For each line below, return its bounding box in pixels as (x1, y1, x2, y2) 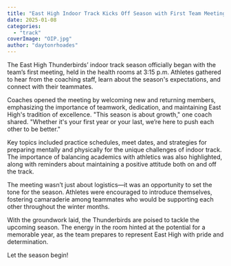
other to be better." (7, 125, 60, 133)
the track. (7, 167, 34, 176)
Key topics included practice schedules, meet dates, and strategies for (7, 138, 208, 146)
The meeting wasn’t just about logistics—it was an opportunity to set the (7, 181, 212, 189)
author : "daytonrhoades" (7, 42, 78, 49)
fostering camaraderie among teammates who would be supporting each (7, 195, 214, 203)
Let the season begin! (7, 251, 69, 259)
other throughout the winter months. (7, 203, 110, 210)
